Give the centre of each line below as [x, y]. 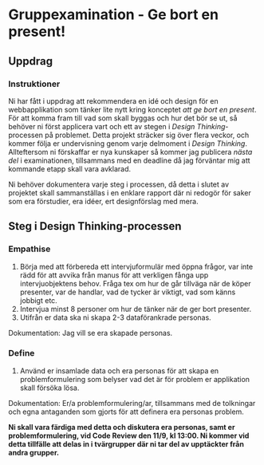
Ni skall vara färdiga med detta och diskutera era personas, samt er [122, 427]
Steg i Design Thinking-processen [95, 226]
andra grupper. [34, 452]
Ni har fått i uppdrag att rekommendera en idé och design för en [113, 100]
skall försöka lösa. [49, 388]
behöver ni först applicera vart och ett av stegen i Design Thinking [117, 126]
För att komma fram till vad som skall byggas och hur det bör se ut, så [123, 118]
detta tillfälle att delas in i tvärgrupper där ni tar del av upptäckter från [126, 443]
